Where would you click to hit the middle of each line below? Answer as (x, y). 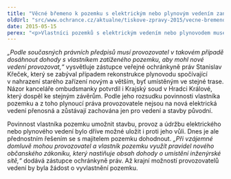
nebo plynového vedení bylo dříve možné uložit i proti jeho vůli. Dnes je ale (113, 131)
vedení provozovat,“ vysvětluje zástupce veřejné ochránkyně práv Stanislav (114, 67)
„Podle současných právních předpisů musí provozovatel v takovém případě (115, 52)
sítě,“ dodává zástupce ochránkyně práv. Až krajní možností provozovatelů (113, 161)
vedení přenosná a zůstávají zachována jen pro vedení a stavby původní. (110, 111)
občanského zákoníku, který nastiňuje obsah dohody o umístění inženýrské (114, 154)
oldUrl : (18, 20)
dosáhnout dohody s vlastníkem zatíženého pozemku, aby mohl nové (106, 60)
